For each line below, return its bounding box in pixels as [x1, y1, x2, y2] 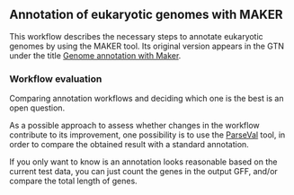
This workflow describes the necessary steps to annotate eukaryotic [9, 31, 263, 41]
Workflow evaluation [9, 72, 102, 84]
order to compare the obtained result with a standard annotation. [9, 139, 249, 150]
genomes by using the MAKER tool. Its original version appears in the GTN [9, 40, 285, 51]
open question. [9, 102, 66, 113]
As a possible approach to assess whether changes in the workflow [9, 120, 261, 131]
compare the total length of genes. [9, 175, 138, 187]
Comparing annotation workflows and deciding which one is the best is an [9, 93, 284, 104]
